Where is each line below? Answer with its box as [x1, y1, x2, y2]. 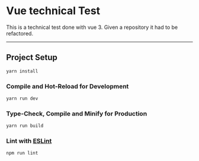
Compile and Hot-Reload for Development [6, 82, 129, 90]
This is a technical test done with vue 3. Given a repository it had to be [6, 24, 178, 31]
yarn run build [6, 123, 44, 129]
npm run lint [6, 150, 38, 156]
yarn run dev [6, 96, 38, 101]
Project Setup [6, 52, 58, 63]
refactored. [6, 29, 34, 37]
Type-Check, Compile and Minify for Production [6, 109, 147, 117]
